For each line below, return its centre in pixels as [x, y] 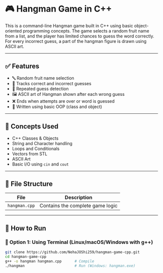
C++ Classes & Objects [35, 138]
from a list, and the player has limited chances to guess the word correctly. [80, 36]
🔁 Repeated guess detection [40, 89]
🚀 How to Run [26, 228]
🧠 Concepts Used [32, 127]
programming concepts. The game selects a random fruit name [86, 31]
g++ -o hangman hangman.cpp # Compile [50, 261]
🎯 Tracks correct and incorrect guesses [52, 83]
